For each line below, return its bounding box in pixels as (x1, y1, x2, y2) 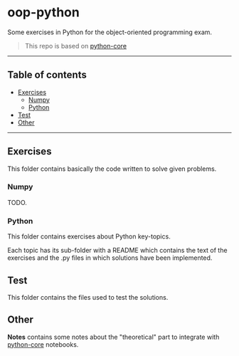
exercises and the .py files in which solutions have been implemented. (7, 253, 213, 262)
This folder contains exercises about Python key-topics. (7, 232, 171, 241)
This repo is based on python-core (24, 41, 127, 50)
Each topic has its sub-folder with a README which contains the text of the (7, 246, 228, 255)
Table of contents (7, 69, 87, 81)
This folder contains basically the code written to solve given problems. (7, 164, 217, 173)
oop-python (7, 4, 80, 21)
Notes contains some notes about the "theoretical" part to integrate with (7, 333, 220, 341)
